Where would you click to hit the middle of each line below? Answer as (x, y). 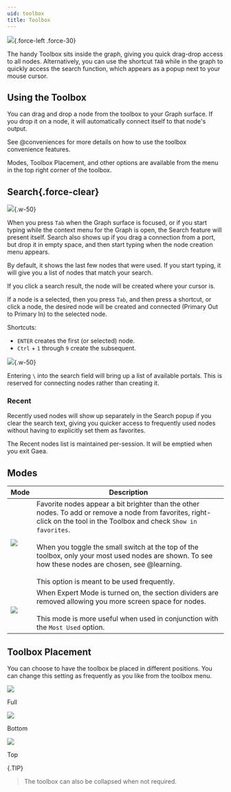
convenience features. (39, 150)
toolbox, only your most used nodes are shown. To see (125, 556)
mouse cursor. (27, 76)
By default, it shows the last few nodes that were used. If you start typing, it (114, 266)
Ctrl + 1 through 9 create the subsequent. (76, 348)
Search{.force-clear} (53, 191)
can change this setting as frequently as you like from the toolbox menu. (109, 676)
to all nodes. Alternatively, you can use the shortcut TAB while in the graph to (115, 61)
